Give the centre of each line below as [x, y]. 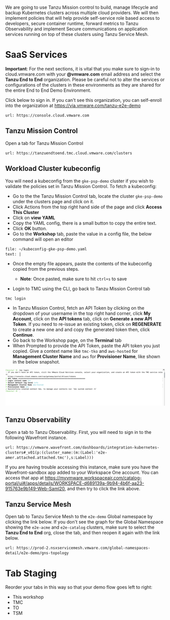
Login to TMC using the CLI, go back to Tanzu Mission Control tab [81, 288]
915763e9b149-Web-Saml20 [35, 488]
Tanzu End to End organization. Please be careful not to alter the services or [85, 79]
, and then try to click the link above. [102, 488]
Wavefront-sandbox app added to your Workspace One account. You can [82, 472]
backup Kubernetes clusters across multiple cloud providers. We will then [82, 13]
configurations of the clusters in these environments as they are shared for [83, 85]
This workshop [28, 597]
